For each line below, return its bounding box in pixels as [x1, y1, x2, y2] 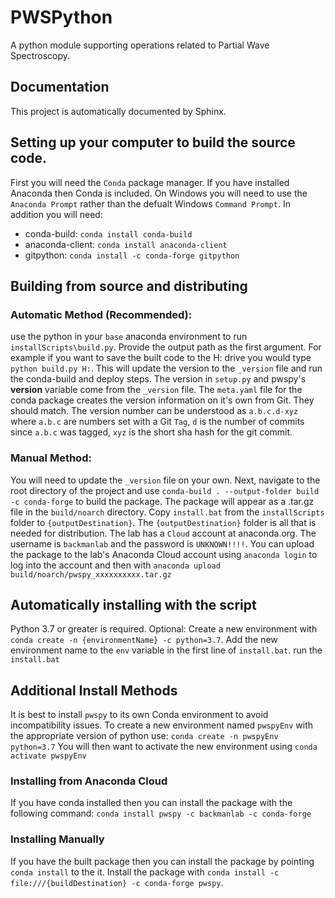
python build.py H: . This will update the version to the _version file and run [10, 362, 323, 375]
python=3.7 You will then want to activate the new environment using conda [10, 741, 318, 753]
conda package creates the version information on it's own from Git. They [10, 394, 315, 406]
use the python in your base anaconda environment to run [10, 331, 248, 343]
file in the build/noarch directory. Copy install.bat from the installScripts [10, 506, 325, 518]
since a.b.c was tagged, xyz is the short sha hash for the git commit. [10, 426, 293, 438]
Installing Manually [10, 832, 105, 846]
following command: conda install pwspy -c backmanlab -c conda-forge [10, 807, 312, 820]
